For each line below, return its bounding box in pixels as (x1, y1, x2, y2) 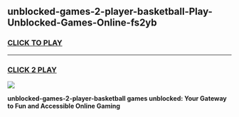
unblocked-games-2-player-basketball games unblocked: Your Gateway (7, 94, 227, 102)
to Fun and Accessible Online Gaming (7, 101, 121, 110)
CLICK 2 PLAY (7, 65, 57, 74)
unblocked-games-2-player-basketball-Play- (7, 6, 213, 18)
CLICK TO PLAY (7, 38, 63, 48)
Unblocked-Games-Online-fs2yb (7, 17, 158, 29)
